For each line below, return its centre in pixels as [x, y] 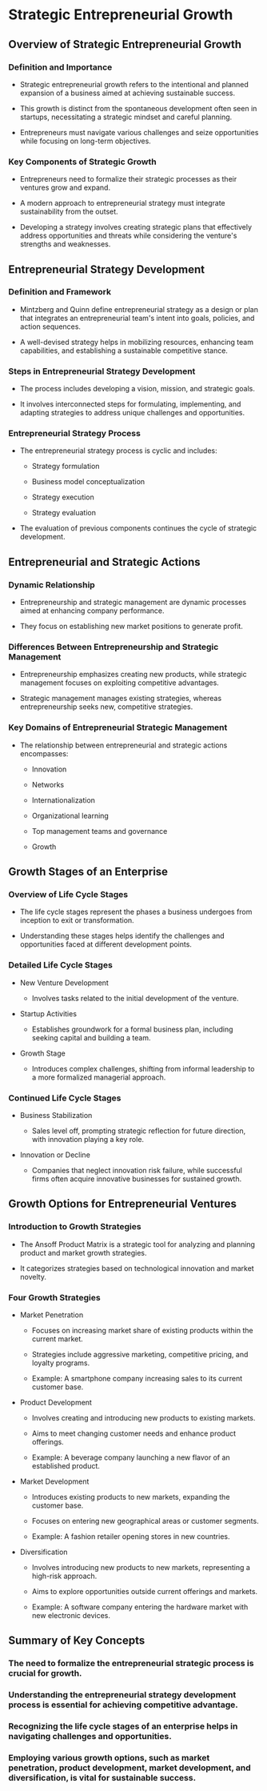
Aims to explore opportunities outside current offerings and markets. [145, 1591]
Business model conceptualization [88, 482]
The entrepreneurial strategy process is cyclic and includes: [118, 451]
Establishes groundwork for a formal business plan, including [132, 1029]
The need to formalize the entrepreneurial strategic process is [131, 1664]
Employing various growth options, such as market [109, 1758]
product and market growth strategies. [83, 1252]
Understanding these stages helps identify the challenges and [122, 936]
